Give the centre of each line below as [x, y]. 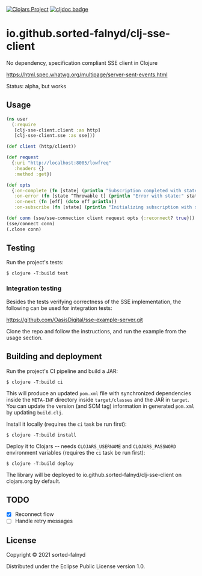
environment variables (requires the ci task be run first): [76, 452]
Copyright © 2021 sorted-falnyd [46, 555]
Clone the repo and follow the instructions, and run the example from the [96, 331]
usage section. [25, 338]
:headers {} [29, 168]
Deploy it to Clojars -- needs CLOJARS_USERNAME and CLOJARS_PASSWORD [91, 446]
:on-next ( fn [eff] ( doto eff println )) [66, 202]
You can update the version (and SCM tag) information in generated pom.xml [100, 406]
